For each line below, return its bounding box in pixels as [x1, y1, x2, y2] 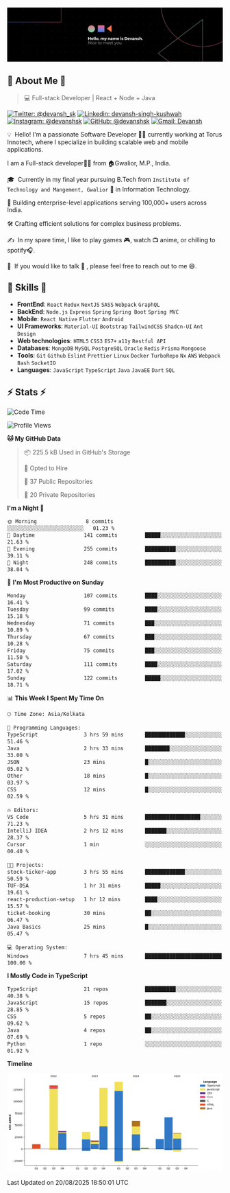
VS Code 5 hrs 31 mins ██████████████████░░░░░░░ [7, 814, 222, 821]
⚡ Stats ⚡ [7, 386, 47, 398]
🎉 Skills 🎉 [7, 282, 47, 294]
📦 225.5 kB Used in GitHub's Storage [23, 448, 131, 456]
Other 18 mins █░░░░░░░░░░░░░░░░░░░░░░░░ [7, 773, 222, 780]
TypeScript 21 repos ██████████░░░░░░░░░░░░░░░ [7, 986, 222, 993]
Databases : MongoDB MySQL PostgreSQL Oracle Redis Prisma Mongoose [16, 344, 207, 352]
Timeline [7, 1060, 33, 1068]
